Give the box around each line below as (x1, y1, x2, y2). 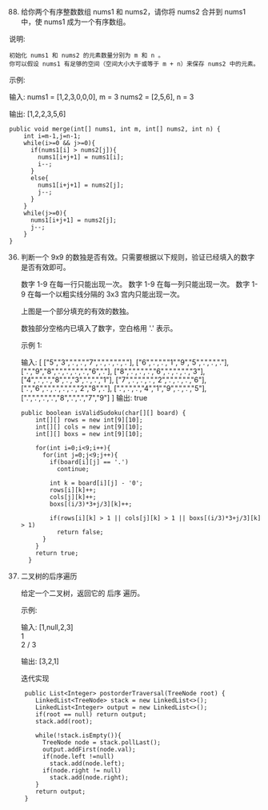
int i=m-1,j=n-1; (23, 132, 82, 140)
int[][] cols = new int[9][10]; (35, 423, 143, 431)
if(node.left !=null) (42, 752, 114, 760)
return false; (56, 528, 104, 536)
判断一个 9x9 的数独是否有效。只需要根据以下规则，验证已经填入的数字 (20, 252, 255, 262)
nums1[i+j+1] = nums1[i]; (38, 153, 125, 161)
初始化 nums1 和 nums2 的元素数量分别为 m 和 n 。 (9, 51, 165, 59)
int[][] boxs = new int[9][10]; (35, 430, 143, 438)
